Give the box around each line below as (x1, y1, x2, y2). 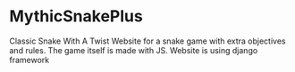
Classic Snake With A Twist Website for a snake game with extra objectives (9, 36, 286, 46)
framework (9, 54, 50, 65)
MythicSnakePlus (9, 6, 143, 27)
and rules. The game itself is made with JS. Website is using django (9, 44, 258, 55)
